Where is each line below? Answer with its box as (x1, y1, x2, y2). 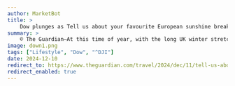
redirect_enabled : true (7, 68, 77, 75)
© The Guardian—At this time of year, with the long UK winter (20, 36, 208, 43)
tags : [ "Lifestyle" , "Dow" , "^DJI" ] (7, 49, 114, 56)
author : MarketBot (7, 10, 61, 17)
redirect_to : (7, 62, 45, 69)
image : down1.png (7, 42, 58, 49)
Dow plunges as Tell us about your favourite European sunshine (20, 23, 211, 30)
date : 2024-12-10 (7, 55, 58, 62)
